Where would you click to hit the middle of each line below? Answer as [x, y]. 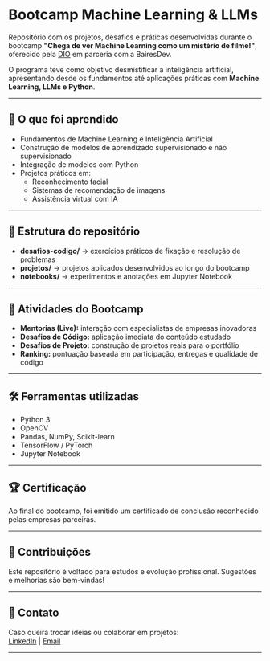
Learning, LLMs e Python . [52, 87]
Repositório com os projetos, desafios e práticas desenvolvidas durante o [130, 37]
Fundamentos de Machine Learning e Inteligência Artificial [116, 139]
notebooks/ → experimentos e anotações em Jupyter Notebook [126, 276]
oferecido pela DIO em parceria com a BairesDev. [90, 54]
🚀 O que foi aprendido [63, 119]
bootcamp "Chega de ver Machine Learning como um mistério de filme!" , [133, 45]
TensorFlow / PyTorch [56, 445]
